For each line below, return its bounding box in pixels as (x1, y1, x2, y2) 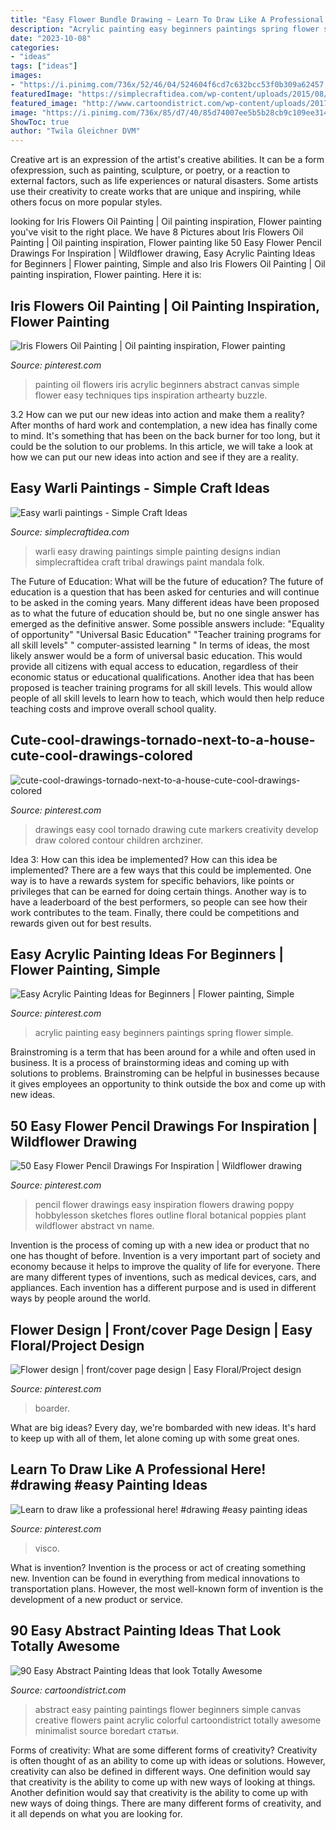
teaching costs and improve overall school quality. (10, 702, 217, 715)
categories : (10, 42, 60, 53)
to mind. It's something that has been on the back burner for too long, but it (10, 429, 321, 441)
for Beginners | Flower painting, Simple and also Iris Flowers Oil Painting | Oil (10, 258, 326, 270)
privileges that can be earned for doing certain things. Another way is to (10, 885, 307, 897)
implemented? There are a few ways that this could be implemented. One (10, 864, 312, 876)
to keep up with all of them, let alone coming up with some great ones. (10, 1432, 300, 1444)
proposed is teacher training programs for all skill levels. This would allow (10, 681, 313, 693)
